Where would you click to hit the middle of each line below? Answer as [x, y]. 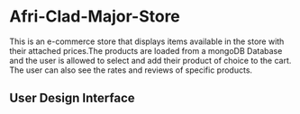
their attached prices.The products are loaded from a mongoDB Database [146, 50]
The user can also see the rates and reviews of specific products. [131, 70]
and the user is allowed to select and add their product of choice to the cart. [150, 60]
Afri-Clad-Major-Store [95, 17]
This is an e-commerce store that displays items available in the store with [147, 41]
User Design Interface [72, 98]
